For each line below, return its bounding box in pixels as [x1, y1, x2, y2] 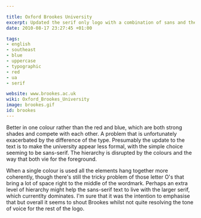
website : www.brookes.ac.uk [6, 91, 77, 97]
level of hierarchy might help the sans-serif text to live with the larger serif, [6, 186, 190, 193]
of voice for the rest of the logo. [6, 205, 85, 212]
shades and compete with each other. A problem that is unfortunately [6, 130, 177, 137]
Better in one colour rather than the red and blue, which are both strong [6, 123, 182, 131]
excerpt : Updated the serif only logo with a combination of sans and [6, 19, 186, 26]
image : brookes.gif [6, 102, 55, 108]
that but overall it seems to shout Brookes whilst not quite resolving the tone [6, 198, 194, 205]
